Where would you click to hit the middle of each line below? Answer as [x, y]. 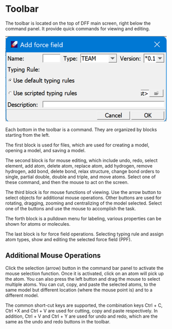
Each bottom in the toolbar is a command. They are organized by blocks [81, 130]
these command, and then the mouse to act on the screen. [67, 182]
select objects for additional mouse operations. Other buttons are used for [83, 198]
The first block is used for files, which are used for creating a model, [77, 145]
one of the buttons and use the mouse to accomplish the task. [71, 209]
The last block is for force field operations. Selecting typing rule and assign [84, 234]
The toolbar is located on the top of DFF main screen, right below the [78, 23]
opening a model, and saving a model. [46, 151]
